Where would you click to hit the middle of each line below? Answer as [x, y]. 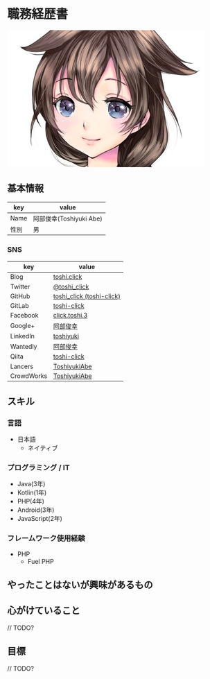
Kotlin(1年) [32, 492]
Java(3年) [31, 484]
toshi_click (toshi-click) [87, 296]
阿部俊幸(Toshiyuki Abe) [68, 218]
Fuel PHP [41, 561]
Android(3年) [36, 510]
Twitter [20, 286]
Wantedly [24, 346]
